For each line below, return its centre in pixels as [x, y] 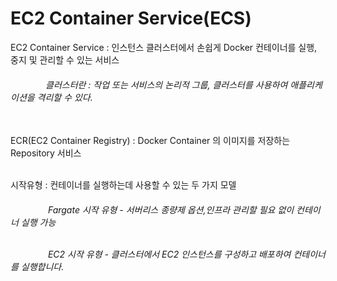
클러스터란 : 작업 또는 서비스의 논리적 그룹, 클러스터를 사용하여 [166, 84]
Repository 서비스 [46, 153]
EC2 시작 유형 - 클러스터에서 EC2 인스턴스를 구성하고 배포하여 [169, 254]
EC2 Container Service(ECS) [131, 18]
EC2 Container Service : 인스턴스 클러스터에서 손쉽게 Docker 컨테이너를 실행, [164, 47]
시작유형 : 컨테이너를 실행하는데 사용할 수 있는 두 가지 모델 [123, 185]
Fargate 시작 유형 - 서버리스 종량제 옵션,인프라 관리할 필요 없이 [171, 209]
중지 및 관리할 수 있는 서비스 [65, 59]
